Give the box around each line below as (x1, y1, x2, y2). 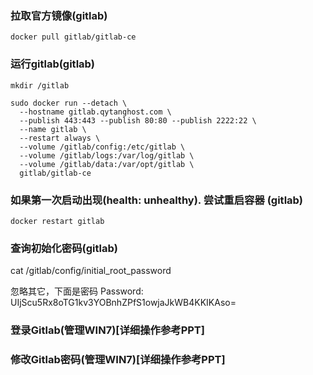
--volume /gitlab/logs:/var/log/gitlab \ (19, 150, 195, 161)
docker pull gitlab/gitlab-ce (10, 32, 137, 42)
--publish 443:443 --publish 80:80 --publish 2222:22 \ (19, 115, 257, 126)
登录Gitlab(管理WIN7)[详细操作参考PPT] (10, 323, 205, 337)
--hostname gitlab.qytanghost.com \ (19, 107, 172, 117)
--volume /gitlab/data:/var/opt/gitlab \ (19, 159, 195, 169)
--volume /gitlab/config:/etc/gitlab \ (19, 142, 186, 152)
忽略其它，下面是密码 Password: (10, 285, 144, 297)
